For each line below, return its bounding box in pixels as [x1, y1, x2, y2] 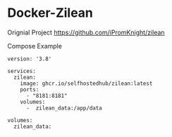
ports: [20, 86, 39, 93]
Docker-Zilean [7, 5, 94, 21]
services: [7, 67, 37, 74]
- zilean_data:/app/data [25, 104, 102, 112]
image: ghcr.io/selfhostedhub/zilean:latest [20, 79, 153, 87]
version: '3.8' [7, 55, 52, 63]
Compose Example [7, 41, 62, 50]
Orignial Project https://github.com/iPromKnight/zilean [7, 28, 165, 37]
